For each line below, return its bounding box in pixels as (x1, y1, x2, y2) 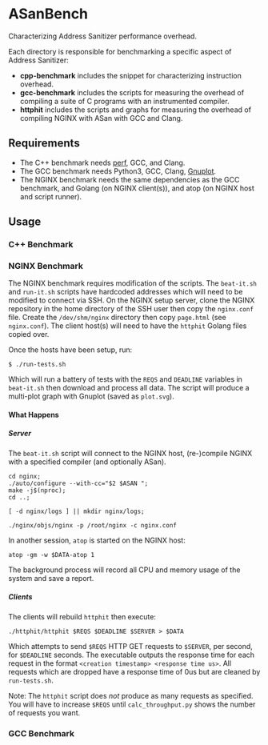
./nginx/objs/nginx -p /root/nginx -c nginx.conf (8, 521, 178, 529)
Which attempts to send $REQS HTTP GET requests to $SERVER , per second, (8, 641, 254, 651)
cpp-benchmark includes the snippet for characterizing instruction (19, 70, 242, 80)
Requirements (8, 137, 80, 150)
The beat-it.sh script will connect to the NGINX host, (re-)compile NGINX (8, 448, 253, 458)
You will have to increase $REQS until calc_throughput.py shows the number (8, 699, 256, 709)
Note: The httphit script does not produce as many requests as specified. (8, 691, 254, 700)
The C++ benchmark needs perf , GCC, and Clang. (19, 158, 186, 167)
